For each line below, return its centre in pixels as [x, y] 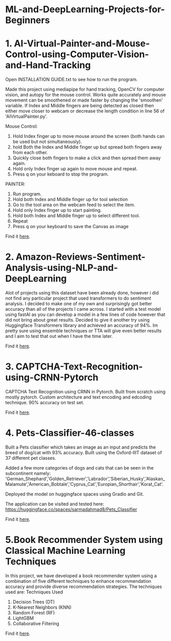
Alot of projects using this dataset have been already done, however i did [82, 293]
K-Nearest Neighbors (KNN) [42, 607]
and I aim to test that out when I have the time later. [59, 336]
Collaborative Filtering [36, 623]
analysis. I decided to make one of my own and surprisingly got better [79, 304]
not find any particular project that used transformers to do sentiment [78, 298]
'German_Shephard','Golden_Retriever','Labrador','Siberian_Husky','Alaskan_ [85, 479]
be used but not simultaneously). [47, 142]
